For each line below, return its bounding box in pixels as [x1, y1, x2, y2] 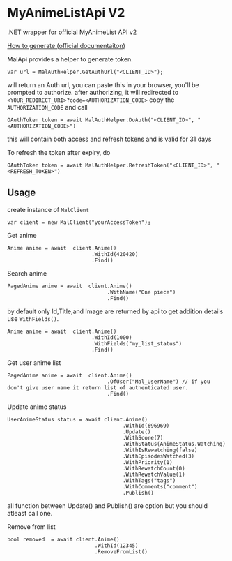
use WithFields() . [7, 314, 59, 322]
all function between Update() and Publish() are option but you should [7, 501, 208, 510]
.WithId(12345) [94, 542, 139, 549]
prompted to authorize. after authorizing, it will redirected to [7, 88, 179, 96]
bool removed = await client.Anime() [7, 536, 120, 543]
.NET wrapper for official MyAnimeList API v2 [7, 28, 137, 36]
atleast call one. [7, 509, 53, 517]
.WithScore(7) [122, 434, 164, 441]
